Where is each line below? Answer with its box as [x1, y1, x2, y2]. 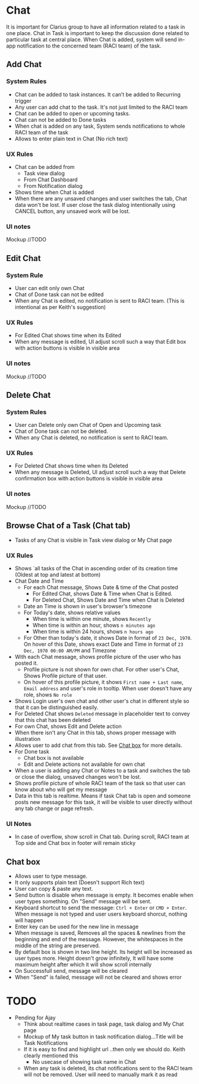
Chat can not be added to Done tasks [14, 116, 107, 123]
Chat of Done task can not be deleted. [14, 428, 109, 435]
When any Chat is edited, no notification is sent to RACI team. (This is [14, 297, 185, 304]
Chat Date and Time [14, 577, 64, 585]
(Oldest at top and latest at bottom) [14, 571, 101, 578]
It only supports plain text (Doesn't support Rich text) [14, 879, 145, 886]
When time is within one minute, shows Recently [32, 615, 151, 622]
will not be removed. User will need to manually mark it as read [23, 1071, 178, 1078]
